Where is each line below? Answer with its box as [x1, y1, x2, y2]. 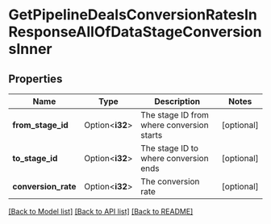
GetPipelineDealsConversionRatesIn [8, 6, 258, 24]
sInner [8, 40, 52, 58]
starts [140, 130, 163, 140]
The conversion [140, 176, 200, 187]
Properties [8, 72, 63, 85]
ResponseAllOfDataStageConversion [8, 23, 262, 41]
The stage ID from [140, 110, 210, 120]
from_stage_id [12, 119, 69, 131]
